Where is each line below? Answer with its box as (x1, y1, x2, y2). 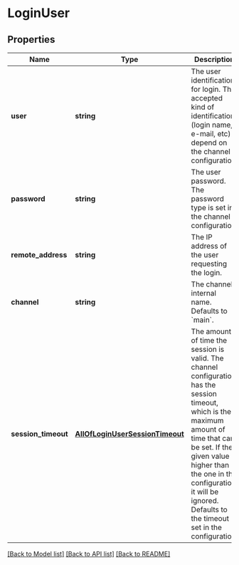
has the (191, 380, 216, 390)
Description (194, 55, 235, 64)
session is (191, 344, 225, 354)
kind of (191, 102, 215, 112)
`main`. (191, 315, 215, 325)
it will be (191, 487, 219, 497)
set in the (191, 522, 223, 532)
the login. (191, 268, 223, 277)
